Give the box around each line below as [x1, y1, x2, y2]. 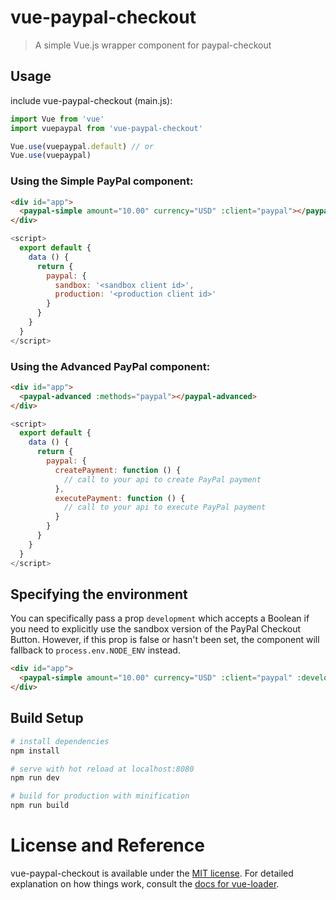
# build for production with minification [10, 791, 190, 801]
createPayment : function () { [54, 465, 182, 475]
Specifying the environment [10, 586, 188, 603]
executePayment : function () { [54, 493, 186, 503]
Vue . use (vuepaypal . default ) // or [10, 141, 155, 151]
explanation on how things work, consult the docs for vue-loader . [10, 878, 280, 890]
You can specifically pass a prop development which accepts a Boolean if [10, 612, 310, 625]
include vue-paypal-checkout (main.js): [10, 94, 173, 106]
